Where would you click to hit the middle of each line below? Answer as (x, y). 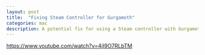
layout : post (23, 12)
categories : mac (27, 23)
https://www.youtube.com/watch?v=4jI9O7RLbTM (69, 46)
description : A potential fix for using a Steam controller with (91, 29)
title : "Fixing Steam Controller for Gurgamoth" (71, 18)
